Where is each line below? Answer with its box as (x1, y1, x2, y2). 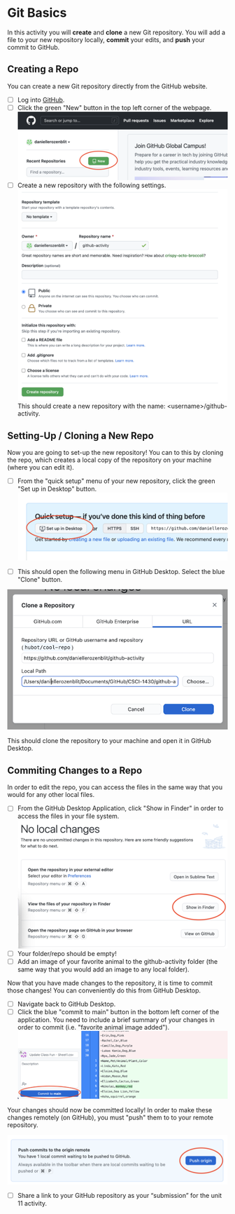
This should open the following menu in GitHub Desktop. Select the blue (17, 567, 225, 575)
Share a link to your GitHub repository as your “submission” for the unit (17, 1191, 222, 1199)
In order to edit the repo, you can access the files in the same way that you (7, 783, 223, 791)
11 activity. (17, 1199, 48, 1207)
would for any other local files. (7, 791, 95, 799)
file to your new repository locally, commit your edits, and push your (7, 35, 205, 43)
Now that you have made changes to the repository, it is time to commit (7, 979, 213, 988)
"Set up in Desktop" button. (17, 485, 97, 493)
